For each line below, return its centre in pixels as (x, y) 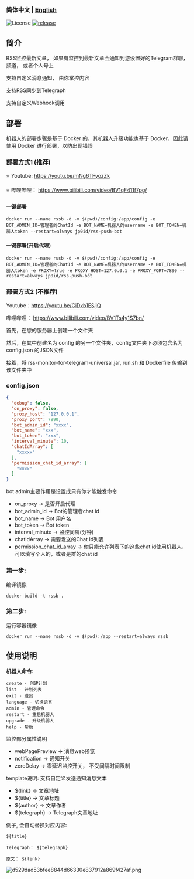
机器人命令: (20, 671)
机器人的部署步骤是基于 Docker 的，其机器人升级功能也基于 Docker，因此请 (97, 138)
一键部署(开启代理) (29, 246)
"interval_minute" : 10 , (40, 442)
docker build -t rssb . (35, 596)
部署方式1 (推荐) (28, 162)
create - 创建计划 (27, 683)
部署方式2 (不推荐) (32, 291)
